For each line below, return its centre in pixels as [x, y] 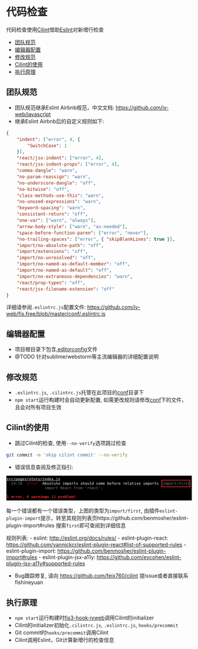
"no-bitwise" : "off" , [43, 189]
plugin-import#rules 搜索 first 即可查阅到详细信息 [66, 525]
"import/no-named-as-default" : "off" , [64, 270]
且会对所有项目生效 [38, 407]
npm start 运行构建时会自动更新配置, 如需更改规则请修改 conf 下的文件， [101, 400]
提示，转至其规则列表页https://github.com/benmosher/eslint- [114, 518]
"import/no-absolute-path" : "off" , [60, 245]
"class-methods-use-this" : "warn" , [60, 196]
